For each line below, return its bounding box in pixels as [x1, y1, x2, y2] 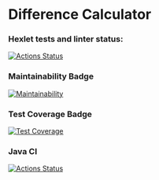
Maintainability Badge [8, 71, 94, 82]
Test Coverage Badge [8, 108, 93, 119]
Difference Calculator [8, 6, 152, 24]
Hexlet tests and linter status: [8, 34, 124, 45]
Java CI [8, 146, 38, 156]
